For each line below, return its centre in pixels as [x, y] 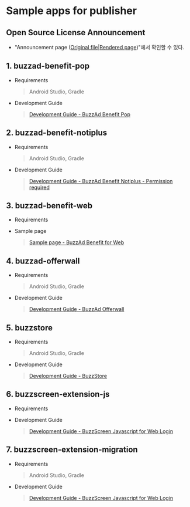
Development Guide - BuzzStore [68, 376]
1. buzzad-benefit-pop [48, 66]
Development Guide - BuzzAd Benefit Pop [80, 114]
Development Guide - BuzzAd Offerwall [77, 309]
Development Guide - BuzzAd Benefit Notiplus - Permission [101, 181]
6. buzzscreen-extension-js [58, 394]
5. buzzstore [29, 328]
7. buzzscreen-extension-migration [72, 450]
